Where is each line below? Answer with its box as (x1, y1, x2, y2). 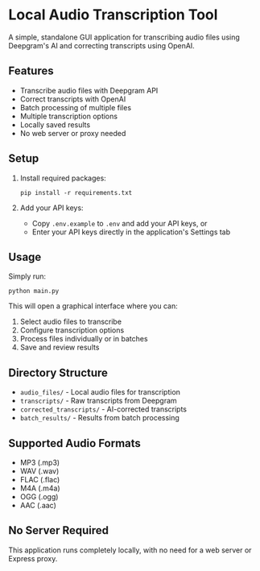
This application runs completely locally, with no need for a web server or (8, 545, 252, 555)
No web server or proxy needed (19, 128, 126, 138)
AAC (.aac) (19, 501, 56, 510)
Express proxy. (8, 553, 58, 563)
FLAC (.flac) (19, 475, 60, 484)
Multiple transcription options (19, 111, 118, 121)
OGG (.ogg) (19, 492, 59, 501)
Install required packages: (19, 173, 106, 183)
